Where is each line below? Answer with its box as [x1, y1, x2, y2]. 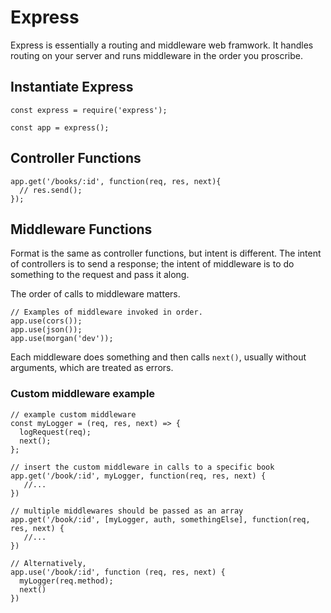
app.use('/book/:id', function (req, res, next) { [10, 567, 226, 577]
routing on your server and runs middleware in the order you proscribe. [10, 49, 304, 61]
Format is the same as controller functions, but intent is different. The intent [10, 247, 322, 260]
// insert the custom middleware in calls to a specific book [10, 462, 275, 472]
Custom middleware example [10, 387, 156, 401]
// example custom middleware [10, 409, 137, 420]
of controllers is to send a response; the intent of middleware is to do [10, 258, 295, 270]
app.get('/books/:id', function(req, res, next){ [10, 176, 222, 186]
